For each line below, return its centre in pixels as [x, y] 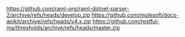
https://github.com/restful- [126, 21]
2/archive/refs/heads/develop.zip [48, 15]
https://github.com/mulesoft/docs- [135, 15]
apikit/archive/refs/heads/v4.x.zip [49, 21]
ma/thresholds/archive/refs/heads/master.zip [63, 27]
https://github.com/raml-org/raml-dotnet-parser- [68, 9]
